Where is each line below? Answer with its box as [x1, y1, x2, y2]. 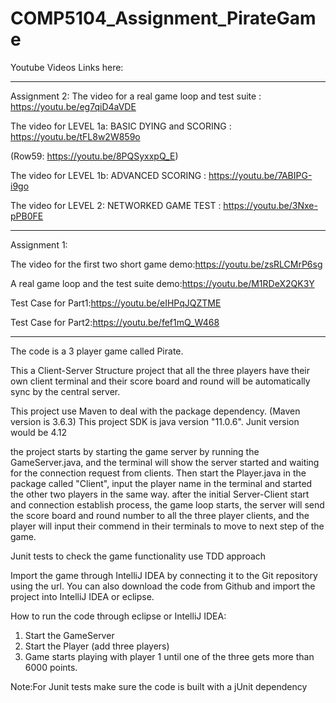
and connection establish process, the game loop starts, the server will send [10, 498, 325, 511]
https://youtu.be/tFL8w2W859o [10, 130, 141, 142]
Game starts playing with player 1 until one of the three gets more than [24, 650, 315, 662]
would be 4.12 [10, 426, 68, 438]
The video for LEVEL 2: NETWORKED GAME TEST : [10, 199, 222, 211]
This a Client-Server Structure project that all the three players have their [10, 364, 311, 376]
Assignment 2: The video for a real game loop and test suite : [10, 90, 262, 102]
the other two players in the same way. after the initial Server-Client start [10, 488, 310, 500]
